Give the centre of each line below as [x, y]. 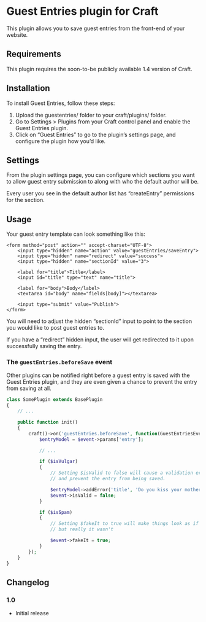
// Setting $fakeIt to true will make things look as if [124, 524]
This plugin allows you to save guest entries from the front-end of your [96, 28]
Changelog [28, 582]
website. [17, 34]
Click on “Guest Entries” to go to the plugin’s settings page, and [95, 134]
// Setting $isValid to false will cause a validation [121, 473]
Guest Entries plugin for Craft [82, 11]
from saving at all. [29, 389]
